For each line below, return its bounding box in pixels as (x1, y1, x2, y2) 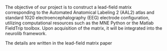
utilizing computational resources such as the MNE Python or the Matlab (5, 20, 154, 26)
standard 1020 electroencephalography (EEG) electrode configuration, (5, 15, 150, 20)
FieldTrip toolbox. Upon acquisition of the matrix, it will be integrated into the (5, 25, 163, 31)
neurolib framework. (5, 31, 47, 36)
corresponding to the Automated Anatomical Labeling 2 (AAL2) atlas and (5, 9, 155, 15)
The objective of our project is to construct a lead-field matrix (5, 4, 132, 10)
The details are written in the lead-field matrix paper (5, 40, 112, 46)
